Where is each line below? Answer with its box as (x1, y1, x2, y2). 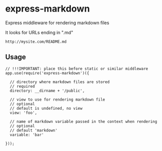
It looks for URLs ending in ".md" (5, 29, 73, 35)
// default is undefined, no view (10, 106, 83, 111)
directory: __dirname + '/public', (10, 88, 85, 93)
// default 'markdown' (10, 128, 58, 133)
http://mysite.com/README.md (5, 39, 67, 44)
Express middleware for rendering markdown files (5, 20, 110, 26)
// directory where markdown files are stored (10, 79, 110, 85)
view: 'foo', (10, 110, 37, 115)
